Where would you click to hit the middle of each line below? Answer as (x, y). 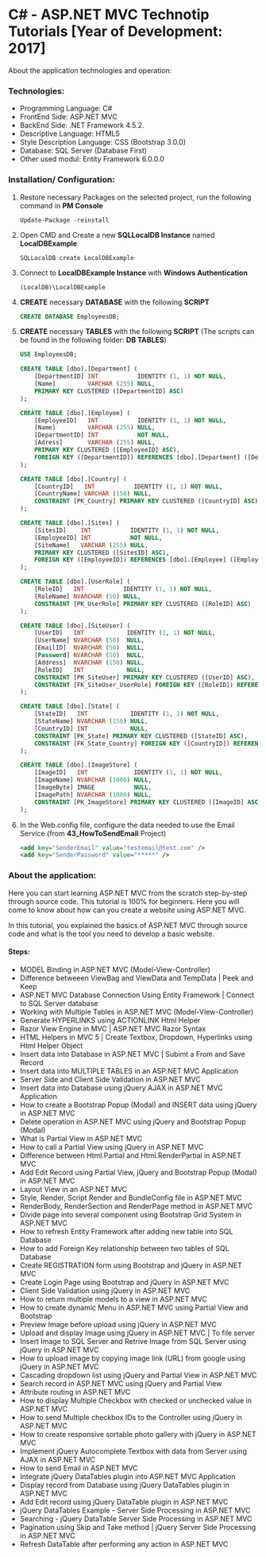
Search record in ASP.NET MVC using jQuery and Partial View (121, 1383)
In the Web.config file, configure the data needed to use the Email (127, 825)
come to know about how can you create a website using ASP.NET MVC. (127, 910)
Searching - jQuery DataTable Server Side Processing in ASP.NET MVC (136, 1518)
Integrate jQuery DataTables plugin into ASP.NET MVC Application (127, 1476)
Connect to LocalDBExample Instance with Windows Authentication (134, 273)
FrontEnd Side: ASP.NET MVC (68, 117)
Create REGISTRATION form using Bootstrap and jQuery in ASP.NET (131, 1265)
